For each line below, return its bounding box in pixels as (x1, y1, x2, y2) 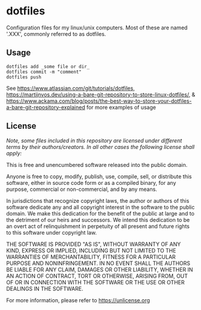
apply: (6, 150, 22, 157)
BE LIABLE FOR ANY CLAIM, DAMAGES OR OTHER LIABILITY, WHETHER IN (6, 266, 193, 273)
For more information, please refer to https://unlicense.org (6, 296, 150, 303)
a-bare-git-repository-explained (6, 104, 85, 111)
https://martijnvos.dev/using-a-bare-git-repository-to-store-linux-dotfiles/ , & (6, 91, 196, 98)
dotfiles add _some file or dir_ (6, 63, 90, 69)
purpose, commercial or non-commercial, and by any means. (6, 186, 157, 193)
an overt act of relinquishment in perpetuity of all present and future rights (6, 223, 190, 230)
